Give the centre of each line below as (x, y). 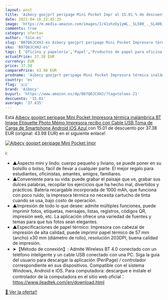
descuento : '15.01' (25, 98)
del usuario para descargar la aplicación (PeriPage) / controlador (79, 260)
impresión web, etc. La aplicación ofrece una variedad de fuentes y (82, 217)
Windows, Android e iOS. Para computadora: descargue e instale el (82, 271)
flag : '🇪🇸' (17, 84)
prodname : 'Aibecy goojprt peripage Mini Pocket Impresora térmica (77, 75)
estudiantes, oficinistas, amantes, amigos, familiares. (67, 174)
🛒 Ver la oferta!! (21, 292)
